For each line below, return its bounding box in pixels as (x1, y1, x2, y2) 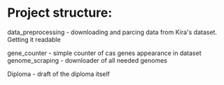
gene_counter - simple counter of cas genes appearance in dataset (7, 49, 202, 57)
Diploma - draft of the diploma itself (7, 70, 111, 78)
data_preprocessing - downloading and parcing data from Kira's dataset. (7, 28, 217, 36)
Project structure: (7, 5, 113, 21)
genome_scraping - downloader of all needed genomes (7, 56, 168, 64)
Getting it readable (7, 35, 61, 43)
